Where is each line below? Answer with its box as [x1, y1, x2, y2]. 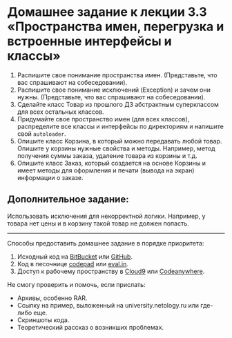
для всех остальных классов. [17, 108, 105, 116]
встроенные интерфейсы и [7, 34, 173, 49]
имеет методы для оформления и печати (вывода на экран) [17, 166, 195, 175]
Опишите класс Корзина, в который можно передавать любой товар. [17, 137, 222, 145]
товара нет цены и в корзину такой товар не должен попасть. [7, 219, 190, 228]
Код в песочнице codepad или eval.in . [17, 259, 129, 268]
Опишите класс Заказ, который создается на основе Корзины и [17, 159, 206, 167]
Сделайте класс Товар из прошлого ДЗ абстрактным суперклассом [17, 100, 220, 108]
